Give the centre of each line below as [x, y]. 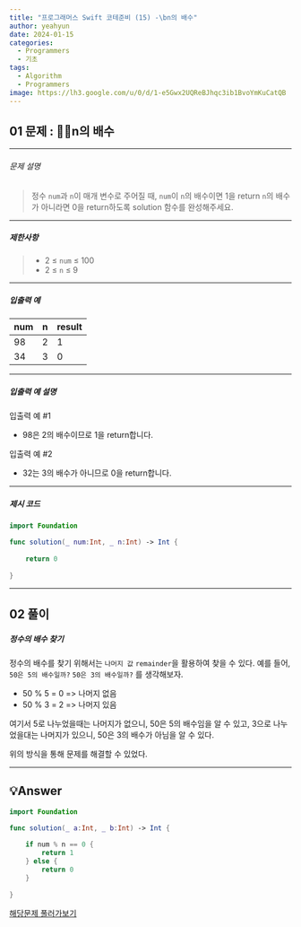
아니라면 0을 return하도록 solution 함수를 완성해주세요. [138, 206]
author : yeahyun [39, 26]
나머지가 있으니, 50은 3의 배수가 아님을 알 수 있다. [127, 735]
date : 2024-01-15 [42, 34]
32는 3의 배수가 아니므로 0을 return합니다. [97, 473]
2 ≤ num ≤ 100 [69, 260]
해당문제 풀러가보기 [43, 913]
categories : [31, 43]
